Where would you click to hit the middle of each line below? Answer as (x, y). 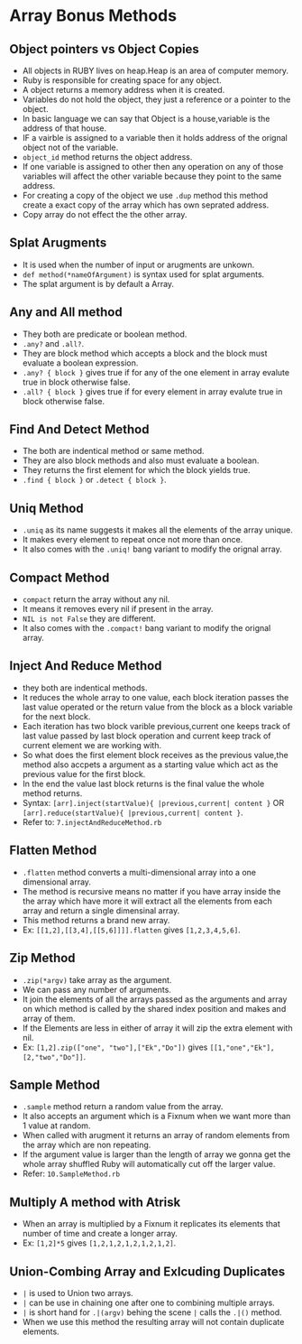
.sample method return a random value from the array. (123, 1107)
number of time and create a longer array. (100, 1234)
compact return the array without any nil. (96, 599)
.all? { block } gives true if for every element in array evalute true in (152, 391)
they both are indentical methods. (85, 688)
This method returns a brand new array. (96, 920)
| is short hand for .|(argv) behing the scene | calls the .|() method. (152, 1312)
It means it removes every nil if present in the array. (118, 609)
